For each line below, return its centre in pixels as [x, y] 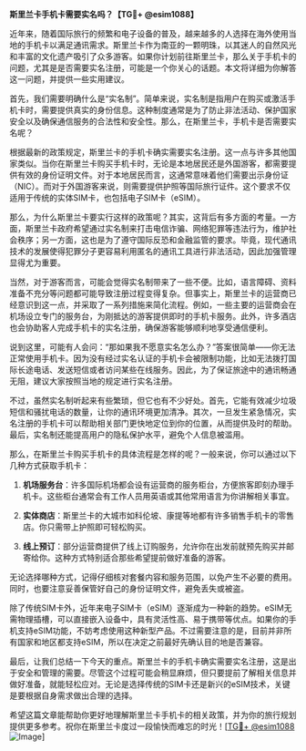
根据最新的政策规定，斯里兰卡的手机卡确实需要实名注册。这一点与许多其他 [149, 152]
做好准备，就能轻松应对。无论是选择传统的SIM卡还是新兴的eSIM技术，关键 [150, 684]
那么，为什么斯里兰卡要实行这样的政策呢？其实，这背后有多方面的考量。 [145, 217]
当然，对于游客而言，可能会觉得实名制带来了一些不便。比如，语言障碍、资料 [153, 282]
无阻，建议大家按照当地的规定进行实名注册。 [93, 381]
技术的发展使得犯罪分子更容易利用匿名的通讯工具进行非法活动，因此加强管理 [153, 251]
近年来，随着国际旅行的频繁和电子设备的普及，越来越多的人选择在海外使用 [149, 34]
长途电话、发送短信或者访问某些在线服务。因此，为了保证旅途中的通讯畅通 [157, 370]
